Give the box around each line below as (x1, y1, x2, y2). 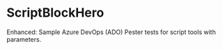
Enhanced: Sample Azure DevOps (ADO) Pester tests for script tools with (6, 28, 217, 36)
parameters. (6, 35, 42, 43)
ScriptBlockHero (6, 5, 105, 21)
